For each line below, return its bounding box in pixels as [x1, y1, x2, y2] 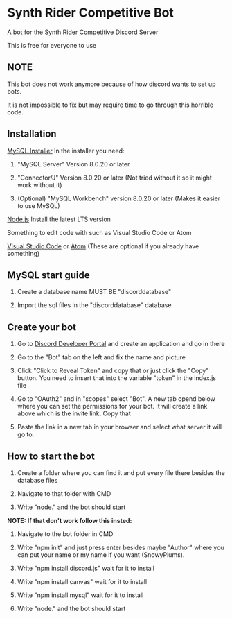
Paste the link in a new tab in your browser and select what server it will [17, 423, 222, 431]
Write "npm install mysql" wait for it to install [17, 591, 144, 599]
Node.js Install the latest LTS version [7, 215, 111, 223]
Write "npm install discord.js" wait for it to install [17, 564, 154, 572]
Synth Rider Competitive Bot [7, 5, 175, 21]
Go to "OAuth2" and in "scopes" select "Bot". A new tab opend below [17, 395, 216, 403]
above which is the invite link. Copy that [17, 409, 132, 418]
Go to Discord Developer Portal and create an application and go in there [17, 340, 225, 348]
